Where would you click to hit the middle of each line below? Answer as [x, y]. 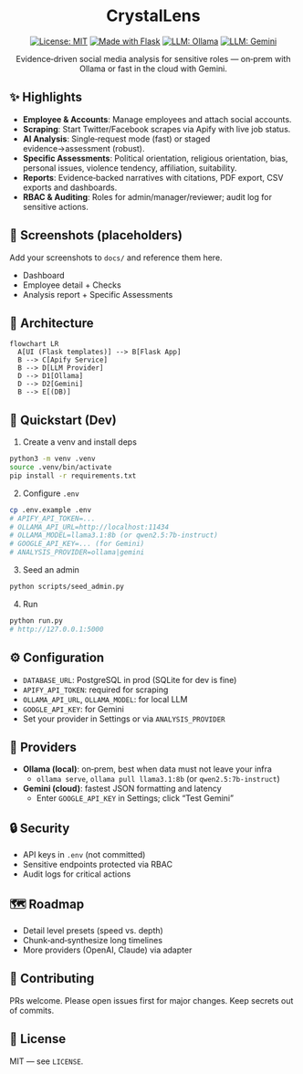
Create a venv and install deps [79, 442]
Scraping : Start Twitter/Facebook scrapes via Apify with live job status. [157, 129]
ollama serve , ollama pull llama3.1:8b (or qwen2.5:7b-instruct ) [158, 779]
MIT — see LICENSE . [47, 1061]
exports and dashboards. [70, 187]
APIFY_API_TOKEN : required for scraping [95, 690]
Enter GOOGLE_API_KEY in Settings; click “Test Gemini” [135, 798]
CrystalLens [153, 16]
